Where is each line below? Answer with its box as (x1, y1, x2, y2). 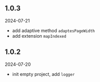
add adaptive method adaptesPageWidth (12, 28, 95, 34)
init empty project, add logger (12, 71, 75, 77)
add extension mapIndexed (12, 33, 67, 39)
